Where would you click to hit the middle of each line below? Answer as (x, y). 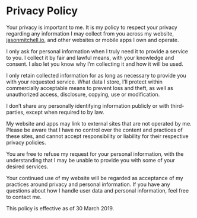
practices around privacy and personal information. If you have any (88, 184)
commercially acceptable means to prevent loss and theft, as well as (90, 88)
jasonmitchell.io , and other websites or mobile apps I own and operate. (93, 40)
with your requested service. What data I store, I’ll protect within (85, 82)
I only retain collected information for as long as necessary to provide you (96, 75)
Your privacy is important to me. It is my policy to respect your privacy (92, 27)
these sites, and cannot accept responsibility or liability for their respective (97, 136)
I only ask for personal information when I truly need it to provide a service (97, 51)
